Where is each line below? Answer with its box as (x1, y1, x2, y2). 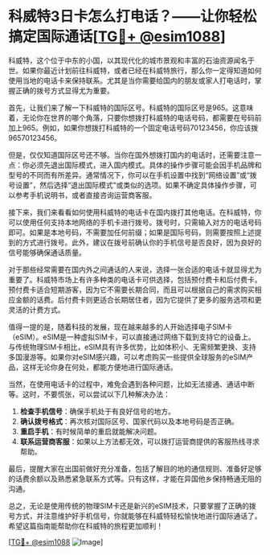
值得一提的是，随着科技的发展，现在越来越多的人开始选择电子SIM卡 (8, 322, 233, 331)
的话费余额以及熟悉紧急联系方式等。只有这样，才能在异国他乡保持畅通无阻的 (8, 474, 262, 483)
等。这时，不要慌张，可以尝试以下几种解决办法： (8, 389, 170, 399)
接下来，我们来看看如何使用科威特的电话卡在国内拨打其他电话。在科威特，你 (8, 207, 262, 217)
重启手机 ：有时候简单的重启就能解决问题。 (19, 426, 162, 436)
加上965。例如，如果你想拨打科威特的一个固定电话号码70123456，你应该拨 (8, 122, 259, 133)
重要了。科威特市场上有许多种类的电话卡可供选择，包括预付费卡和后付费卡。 (8, 274, 262, 284)
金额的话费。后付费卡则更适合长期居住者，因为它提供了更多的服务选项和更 (14, 294, 262, 304)
